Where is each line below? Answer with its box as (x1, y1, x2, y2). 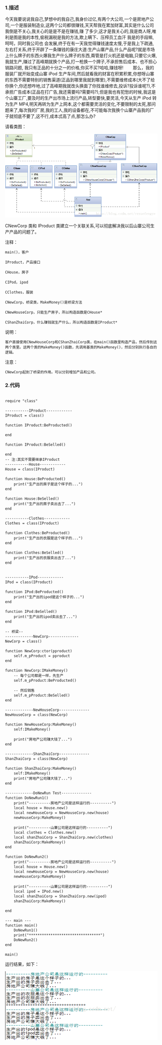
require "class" (5, 399, 38, 404)
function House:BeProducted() (5, 477, 66, 482)
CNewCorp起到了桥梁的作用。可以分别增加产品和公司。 (5, 370, 98, 374)
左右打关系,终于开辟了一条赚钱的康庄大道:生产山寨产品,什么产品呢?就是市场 (5, 47, 155, 52)
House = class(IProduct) (5, 467, 55, 472)
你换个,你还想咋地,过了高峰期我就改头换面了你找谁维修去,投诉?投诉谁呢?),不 (5, 83, 156, 89)
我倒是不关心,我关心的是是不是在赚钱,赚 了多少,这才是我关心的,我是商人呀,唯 (5, 28, 157, 34)
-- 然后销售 (14, 688, 35, 693)
